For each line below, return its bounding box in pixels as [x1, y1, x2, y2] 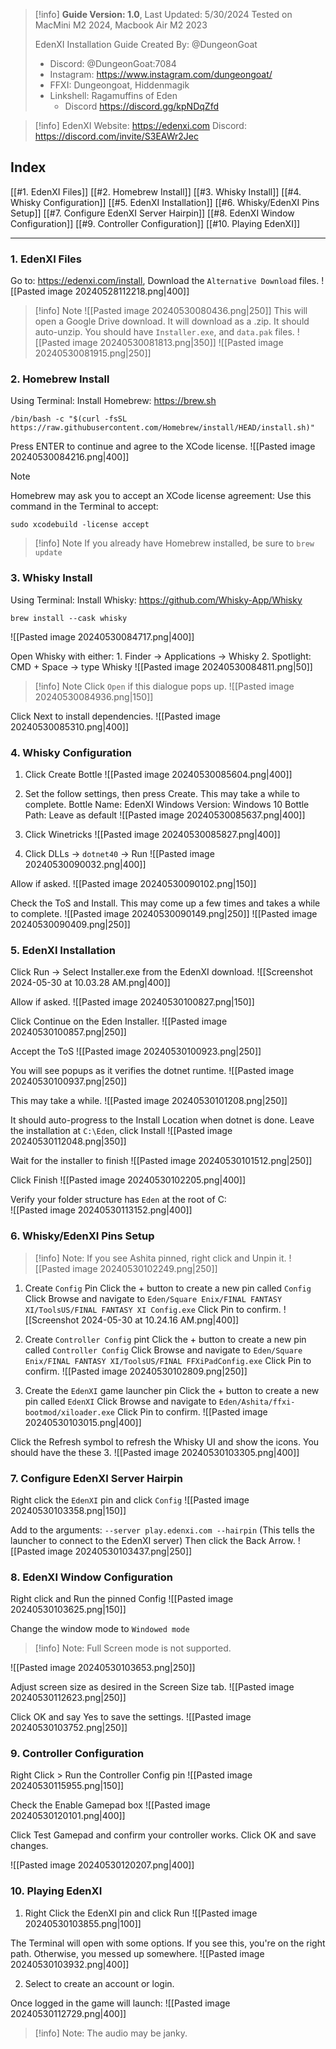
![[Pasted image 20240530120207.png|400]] [10, 1859, 195, 1871]
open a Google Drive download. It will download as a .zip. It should [34, 315, 310, 328]
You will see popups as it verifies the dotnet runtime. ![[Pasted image [10, 1065, 295, 1077]
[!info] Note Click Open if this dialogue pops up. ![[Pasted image [34, 680, 295, 692]
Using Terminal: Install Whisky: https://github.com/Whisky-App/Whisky [10, 594, 303, 606]
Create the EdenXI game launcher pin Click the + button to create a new [24, 1384, 320, 1396]
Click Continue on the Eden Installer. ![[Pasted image [10, 1015, 228, 1028]
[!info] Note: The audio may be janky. [34, 2027, 188, 2039]
